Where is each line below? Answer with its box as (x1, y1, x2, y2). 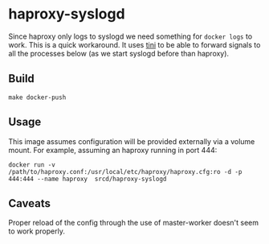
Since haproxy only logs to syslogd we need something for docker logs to (8, 31, 253, 41)
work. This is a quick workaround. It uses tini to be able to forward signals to (8, 39, 261, 49)
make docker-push (8, 93, 67, 101)
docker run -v (8, 160, 56, 169)
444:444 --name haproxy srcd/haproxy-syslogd (8, 175, 167, 183)
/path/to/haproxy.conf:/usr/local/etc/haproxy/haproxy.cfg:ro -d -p (8, 167, 243, 176)
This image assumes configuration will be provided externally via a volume (8, 136, 255, 146)
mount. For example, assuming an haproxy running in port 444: (8, 145, 218, 155)
